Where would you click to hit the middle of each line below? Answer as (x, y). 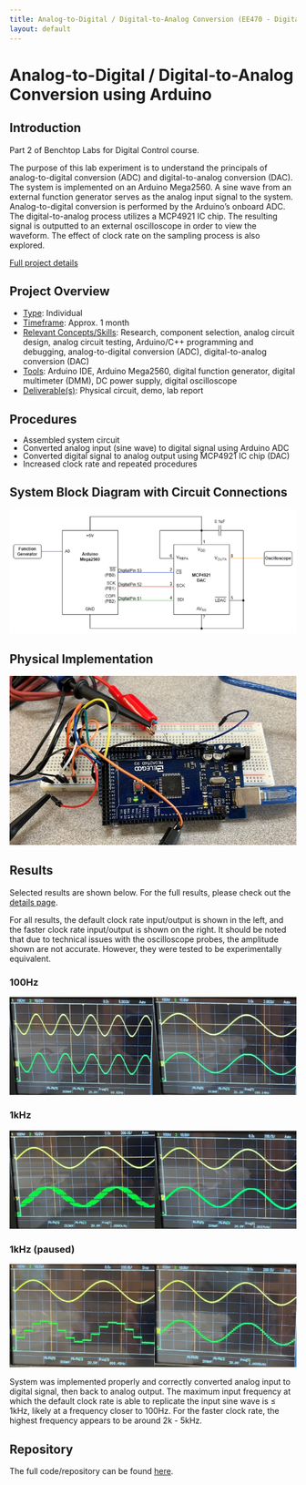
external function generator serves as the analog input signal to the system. (151, 197)
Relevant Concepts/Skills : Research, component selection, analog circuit (158, 333)
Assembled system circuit (71, 440)
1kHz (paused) (42, 1250)
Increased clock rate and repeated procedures (110, 464)
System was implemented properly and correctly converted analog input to (150, 1382)
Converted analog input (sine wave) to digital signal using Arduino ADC (156, 448)
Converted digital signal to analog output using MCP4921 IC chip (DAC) (156, 456)
